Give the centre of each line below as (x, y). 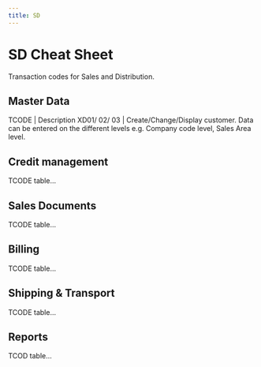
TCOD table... (30, 356)
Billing (24, 249)
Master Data (39, 101)
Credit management (58, 161)
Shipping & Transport (62, 293)
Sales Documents (52, 206)
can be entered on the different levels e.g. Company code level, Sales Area (130, 129)
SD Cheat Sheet (61, 54)
